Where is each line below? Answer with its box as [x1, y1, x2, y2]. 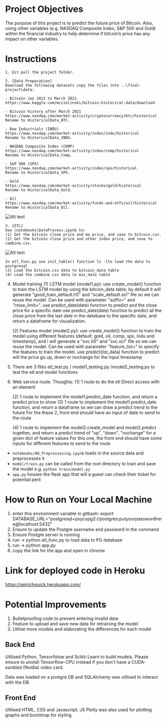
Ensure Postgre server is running [12, 532, 80, 538]
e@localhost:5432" [12, 521, 52, 527]
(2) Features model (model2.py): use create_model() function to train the [12, 327, 162, 333]
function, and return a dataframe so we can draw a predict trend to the [12, 404, 158, 410]
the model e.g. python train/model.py [12, 466, 91, 472]
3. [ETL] [5, 223, 23, 228]
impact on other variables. [5, 36, 59, 42]
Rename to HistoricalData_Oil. [5, 205, 70, 210]
